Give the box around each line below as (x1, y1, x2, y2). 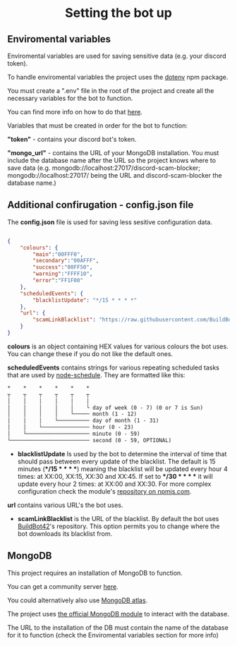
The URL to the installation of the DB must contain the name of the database (7, 623, 229, 632)
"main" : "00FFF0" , (32, 250, 83, 258)
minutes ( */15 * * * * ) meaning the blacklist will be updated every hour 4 (17, 464, 228, 473)
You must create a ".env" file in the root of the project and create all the (7, 87, 214, 95)
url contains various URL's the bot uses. (7, 501, 123, 509)
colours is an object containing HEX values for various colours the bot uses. (7, 342, 229, 351)
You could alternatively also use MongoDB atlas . (7, 596, 148, 604)
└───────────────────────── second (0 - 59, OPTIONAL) (7, 437, 172, 444)
